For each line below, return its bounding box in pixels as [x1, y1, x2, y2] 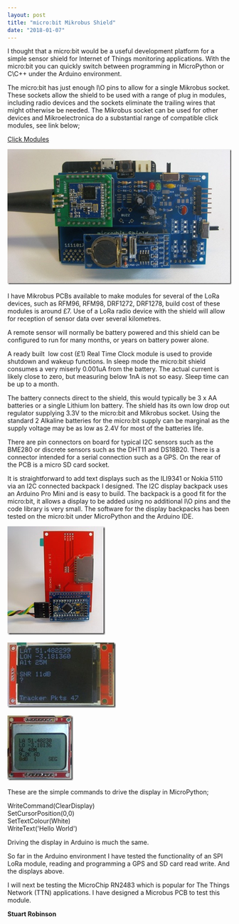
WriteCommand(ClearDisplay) [7, 801, 95, 810]
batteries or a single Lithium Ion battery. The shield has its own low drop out [7, 401, 230, 410]
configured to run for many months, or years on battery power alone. [7, 336, 209, 345]
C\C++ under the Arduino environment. [7, 70, 122, 78]
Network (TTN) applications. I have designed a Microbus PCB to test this [7, 888, 221, 897]
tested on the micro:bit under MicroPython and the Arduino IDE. [7, 512, 194, 521]
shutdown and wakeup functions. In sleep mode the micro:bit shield [7, 357, 206, 366]
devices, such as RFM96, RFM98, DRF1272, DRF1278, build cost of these [7, 299, 221, 308]
